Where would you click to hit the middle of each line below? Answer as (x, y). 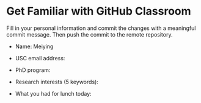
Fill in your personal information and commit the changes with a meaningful (101, 28)
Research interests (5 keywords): (57, 82)
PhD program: (33, 70)
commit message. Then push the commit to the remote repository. (90, 34)
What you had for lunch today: (53, 93)
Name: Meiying (34, 46)
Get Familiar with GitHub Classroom (99, 11)
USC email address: (40, 58)
